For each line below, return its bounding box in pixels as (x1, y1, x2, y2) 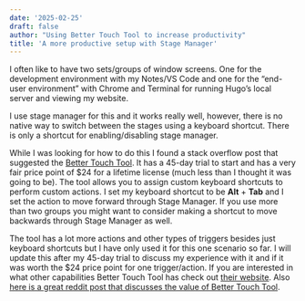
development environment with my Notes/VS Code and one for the (9, 74, 259, 85)
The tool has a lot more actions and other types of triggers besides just (9, 234, 276, 244)
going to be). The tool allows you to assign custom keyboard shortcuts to (9, 177, 284, 188)
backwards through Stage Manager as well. (9, 215, 173, 226)
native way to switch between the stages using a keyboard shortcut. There (9, 120, 290, 131)
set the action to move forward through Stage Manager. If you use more (9, 196, 279, 207)
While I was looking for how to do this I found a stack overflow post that (9, 148, 279, 159)
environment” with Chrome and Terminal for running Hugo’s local (28, 83, 271, 94)
